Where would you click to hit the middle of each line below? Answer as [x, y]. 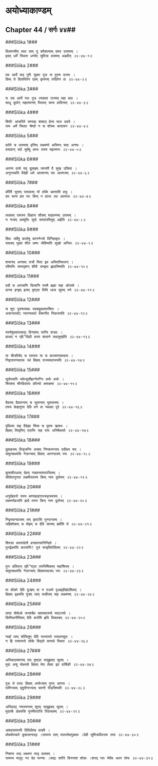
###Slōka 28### [23, 674]
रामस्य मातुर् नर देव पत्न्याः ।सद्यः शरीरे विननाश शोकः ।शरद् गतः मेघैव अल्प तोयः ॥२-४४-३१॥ [79, 758]
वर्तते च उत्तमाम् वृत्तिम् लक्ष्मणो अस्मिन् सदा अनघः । [45, 145]
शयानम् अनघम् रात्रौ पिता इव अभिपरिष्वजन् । [39, 262]
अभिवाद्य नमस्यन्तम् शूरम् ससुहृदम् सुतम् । [37, 707]
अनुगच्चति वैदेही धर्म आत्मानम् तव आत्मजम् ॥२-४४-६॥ [47, 173]
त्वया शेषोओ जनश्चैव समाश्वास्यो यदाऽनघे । [38, 613]
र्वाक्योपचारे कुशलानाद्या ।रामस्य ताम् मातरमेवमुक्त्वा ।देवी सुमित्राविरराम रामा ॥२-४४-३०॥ [72, 735]
